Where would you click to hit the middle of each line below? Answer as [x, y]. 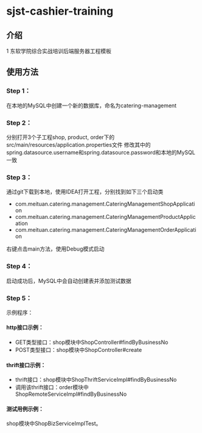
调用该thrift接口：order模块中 [52, 387]
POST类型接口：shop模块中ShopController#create [78, 350]
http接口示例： [25, 327]
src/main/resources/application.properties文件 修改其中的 [78, 145]
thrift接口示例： [26, 365]
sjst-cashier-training [60, 11]
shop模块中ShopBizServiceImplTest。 [54, 424]
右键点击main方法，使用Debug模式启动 [55, 249]
